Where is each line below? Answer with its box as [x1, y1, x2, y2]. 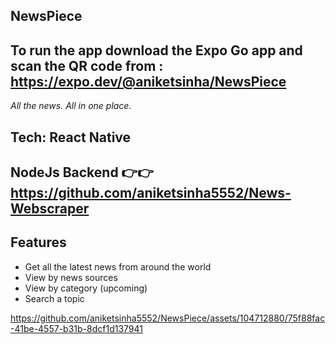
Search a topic [24, 292, 85, 304]
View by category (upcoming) [24, 282, 148, 294]
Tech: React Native [10, 129, 132, 146]
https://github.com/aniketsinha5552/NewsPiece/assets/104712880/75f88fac [10, 312, 326, 324]
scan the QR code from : [10, 57, 164, 74]
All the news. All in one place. [10, 100, 132, 112]
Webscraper [10, 200, 90, 217]
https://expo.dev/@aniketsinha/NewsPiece [10, 73, 287, 90]
